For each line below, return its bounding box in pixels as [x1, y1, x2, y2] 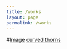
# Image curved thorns [6, 36, 61, 44]
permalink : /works [6, 20, 52, 26]
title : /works [6, 8, 42, 15]
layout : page [6, 14, 39, 20]
